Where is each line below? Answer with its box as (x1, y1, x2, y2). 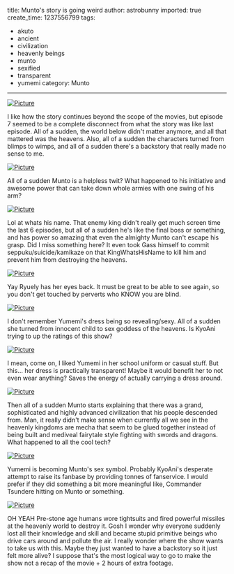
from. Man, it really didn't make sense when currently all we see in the (7, 415, 209, 424)
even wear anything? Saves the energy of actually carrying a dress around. (7, 374, 223, 382)
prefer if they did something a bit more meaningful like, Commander (7, 480, 202, 488)
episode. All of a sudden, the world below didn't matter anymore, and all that (7, 127, 227, 135)
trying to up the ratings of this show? (7, 332, 113, 340)
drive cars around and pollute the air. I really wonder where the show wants (7, 537, 224, 545)
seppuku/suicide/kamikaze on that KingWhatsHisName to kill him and (7, 248, 207, 256)
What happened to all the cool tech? (7, 438, 111, 446)
